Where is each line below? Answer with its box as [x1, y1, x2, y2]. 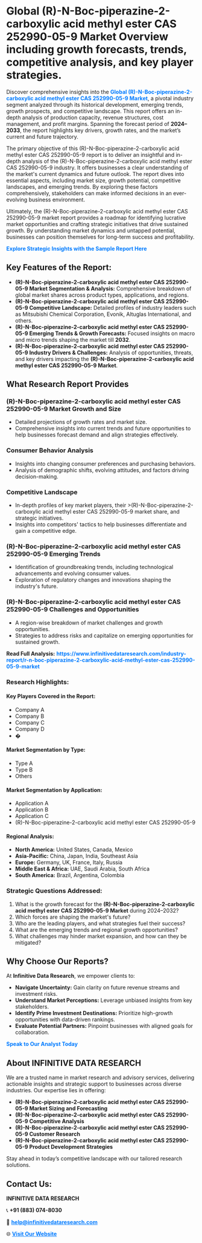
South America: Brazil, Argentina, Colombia [14, 872, 125, 879]
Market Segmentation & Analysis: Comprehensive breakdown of [29, 285, 192, 292]
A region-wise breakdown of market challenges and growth [14, 619, 163, 626]
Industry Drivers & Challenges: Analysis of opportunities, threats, [29, 348, 194, 356]
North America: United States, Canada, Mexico [14, 846, 133, 854]
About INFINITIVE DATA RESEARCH [6, 1058, 142, 1068]
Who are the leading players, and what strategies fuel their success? [14, 919, 186, 927]
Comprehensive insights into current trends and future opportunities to [14, 425, 191, 432]
